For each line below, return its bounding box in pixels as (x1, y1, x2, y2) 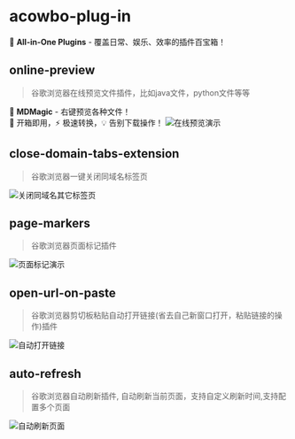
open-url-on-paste (9, 285, 117, 300)
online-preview (9, 63, 96, 78)
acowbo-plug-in (9, 6, 131, 27)
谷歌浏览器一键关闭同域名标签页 (30, 171, 148, 181)
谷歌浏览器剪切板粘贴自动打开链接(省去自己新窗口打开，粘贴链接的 (30, 310, 275, 320)
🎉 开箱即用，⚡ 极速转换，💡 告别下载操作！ (9, 117, 164, 127)
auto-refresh (9, 366, 82, 381)
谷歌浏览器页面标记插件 (30, 241, 117, 251)
